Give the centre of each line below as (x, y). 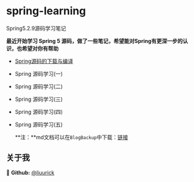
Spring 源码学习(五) (39, 124)
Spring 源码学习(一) (39, 73)
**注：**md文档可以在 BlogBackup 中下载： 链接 (71, 137)
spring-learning (46, 11)
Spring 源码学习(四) (39, 112)
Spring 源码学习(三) (39, 99)
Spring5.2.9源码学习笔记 (36, 28)
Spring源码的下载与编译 (44, 61)
